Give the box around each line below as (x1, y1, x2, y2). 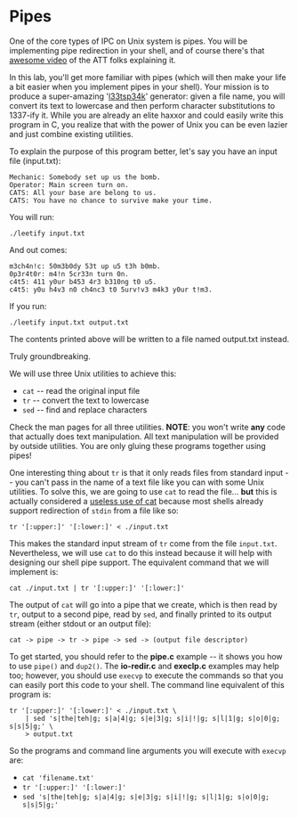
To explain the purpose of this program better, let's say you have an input (9, 145, 278, 157)
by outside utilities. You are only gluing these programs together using (9, 440, 267, 451)
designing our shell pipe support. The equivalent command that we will (9, 557, 270, 568)
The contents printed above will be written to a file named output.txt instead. (9, 333, 290, 344)
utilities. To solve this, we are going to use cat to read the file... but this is (9, 486, 278, 496)
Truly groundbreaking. (9, 350, 91, 362)
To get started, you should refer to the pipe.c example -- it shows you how (9, 650, 283, 661)
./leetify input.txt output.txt (9, 318, 129, 327)
